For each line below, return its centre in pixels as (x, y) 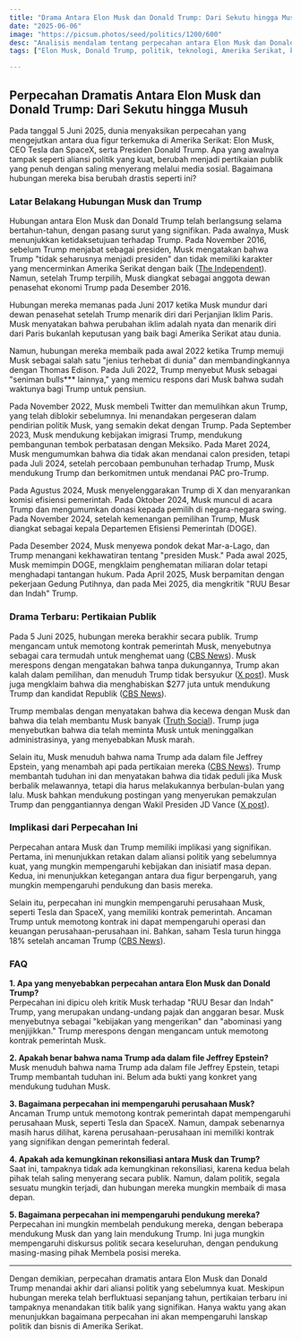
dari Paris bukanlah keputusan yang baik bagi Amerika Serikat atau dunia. (145, 333)
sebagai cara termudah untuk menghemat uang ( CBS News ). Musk (133, 655)
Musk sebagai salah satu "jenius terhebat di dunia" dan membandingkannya (150, 360)
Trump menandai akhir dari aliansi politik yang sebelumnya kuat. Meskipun (147, 1288)
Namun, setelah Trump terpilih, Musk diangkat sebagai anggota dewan (140, 278)
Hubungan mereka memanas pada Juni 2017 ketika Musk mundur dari (138, 305)
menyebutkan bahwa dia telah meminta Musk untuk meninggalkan (131, 730)
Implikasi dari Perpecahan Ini (74, 827)
